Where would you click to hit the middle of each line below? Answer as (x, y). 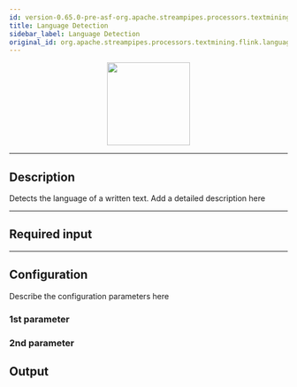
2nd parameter (42, 343)
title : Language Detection (59, 26)
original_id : (33, 42)
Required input (51, 234)
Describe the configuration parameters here (89, 296)
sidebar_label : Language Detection (75, 34)
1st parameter (39, 319)
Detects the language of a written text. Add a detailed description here (137, 198)
